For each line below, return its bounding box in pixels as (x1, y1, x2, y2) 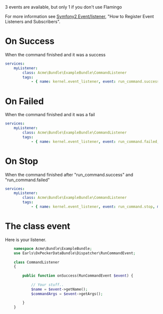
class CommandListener (14, 260, 60, 264)
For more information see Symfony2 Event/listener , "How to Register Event (5, 14, 154, 19)
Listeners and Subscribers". (5, 19, 61, 24)
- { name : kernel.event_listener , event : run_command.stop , (31, 204, 155, 209)
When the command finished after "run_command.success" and (5, 172, 133, 177)
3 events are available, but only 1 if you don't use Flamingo (5, 4, 122, 10)
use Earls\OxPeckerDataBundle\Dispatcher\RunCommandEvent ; (14, 250, 136, 256)
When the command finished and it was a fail (5, 112, 96, 118)
